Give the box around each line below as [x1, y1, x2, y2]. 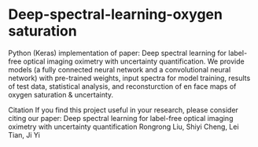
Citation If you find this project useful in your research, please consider [8, 105, 238, 115]
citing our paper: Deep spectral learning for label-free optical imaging [8, 113, 234, 123]
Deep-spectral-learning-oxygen [8, 6, 223, 24]
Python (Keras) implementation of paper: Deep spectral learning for [8, 48, 227, 57]
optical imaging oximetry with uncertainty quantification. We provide [23, 57, 245, 66]
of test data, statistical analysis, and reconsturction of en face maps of [8, 81, 237, 91]
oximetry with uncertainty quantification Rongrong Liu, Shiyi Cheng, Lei [8, 122, 239, 131]
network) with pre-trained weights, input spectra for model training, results [8, 73, 251, 83]
